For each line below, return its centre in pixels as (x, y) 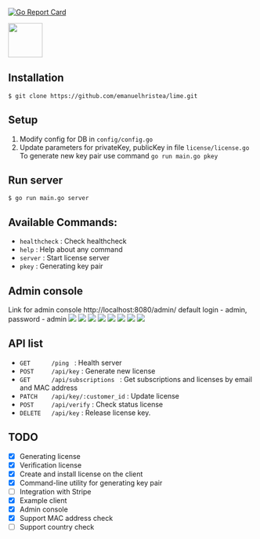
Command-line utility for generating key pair (91, 483)
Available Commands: (63, 222)
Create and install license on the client (81, 474)
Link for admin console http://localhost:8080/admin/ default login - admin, (128, 310)
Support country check (57, 527)
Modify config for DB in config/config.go (86, 139)
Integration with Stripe (55, 491)
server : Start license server (64, 258)
